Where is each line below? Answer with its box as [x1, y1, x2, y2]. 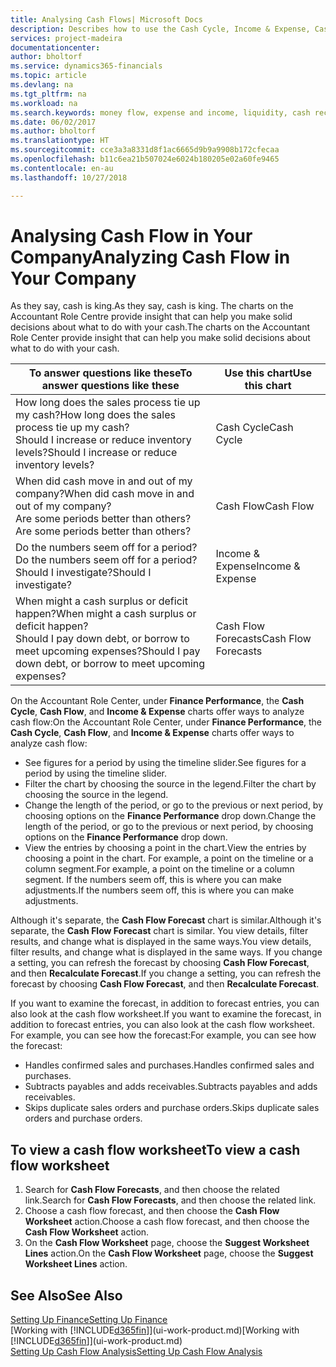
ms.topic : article [10, 71, 87, 81]
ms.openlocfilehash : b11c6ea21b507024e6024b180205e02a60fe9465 [10, 154, 280, 164]
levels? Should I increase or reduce [15, 446, 178, 460]
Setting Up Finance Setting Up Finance [10, 1314, 168, 1326]
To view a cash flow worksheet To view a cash [10, 1141, 301, 1158]
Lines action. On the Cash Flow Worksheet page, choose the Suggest [24, 1247, 314, 1260]
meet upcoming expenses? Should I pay [15, 644, 201, 658]
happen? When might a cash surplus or [15, 607, 197, 621]
